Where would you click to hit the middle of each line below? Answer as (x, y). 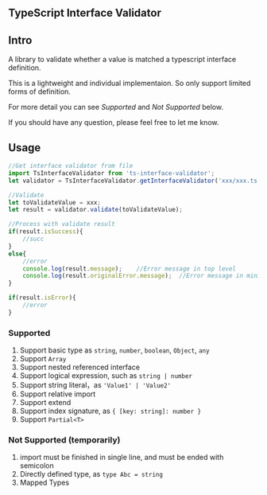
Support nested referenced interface (80, 367)
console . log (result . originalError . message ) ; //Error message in (133, 276)
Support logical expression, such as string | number (106, 376)
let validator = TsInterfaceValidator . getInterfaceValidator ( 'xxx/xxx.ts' (135, 181)
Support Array (43, 359)
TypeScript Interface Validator (85, 13)
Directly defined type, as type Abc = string (91, 474)
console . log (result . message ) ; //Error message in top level (130, 269)
